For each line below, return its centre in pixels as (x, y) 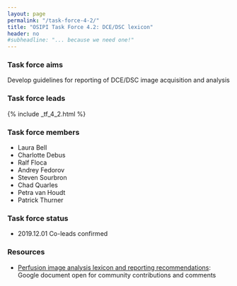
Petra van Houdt (41, 193)
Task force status (38, 218)
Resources (26, 252)
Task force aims (35, 65)
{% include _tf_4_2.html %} (47, 114)
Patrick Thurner (40, 200)
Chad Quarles (37, 185)
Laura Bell (32, 148)
